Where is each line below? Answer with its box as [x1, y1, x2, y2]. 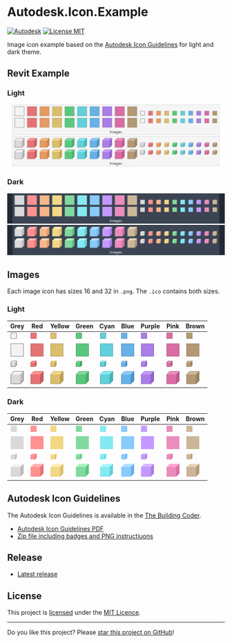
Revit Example [7, 68, 70, 79]
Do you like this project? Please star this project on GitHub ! [7, 629, 175, 637]
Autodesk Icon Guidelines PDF [17, 524, 104, 533]
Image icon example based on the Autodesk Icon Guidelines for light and [7, 40, 214, 48]
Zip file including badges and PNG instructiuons [17, 532, 153, 540]
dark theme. [7, 48, 42, 56]
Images [7, 268, 40, 280]
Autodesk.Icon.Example [7, 4, 148, 20]
